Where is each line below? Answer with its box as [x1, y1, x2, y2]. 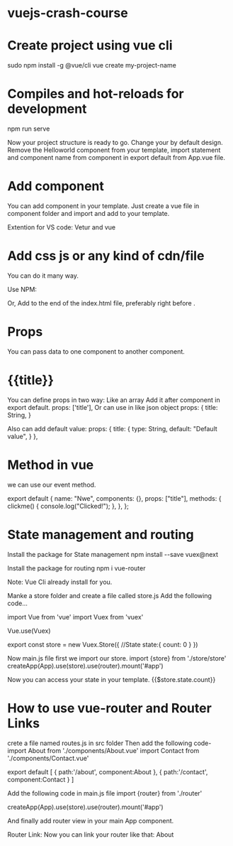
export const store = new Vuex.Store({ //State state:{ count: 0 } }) [7, 640, 198, 649]
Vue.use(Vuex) [7, 627, 51, 635]
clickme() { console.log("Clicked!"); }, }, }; [7, 501, 129, 510]
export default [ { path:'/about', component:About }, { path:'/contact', [7, 767, 208, 776]
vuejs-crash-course [7, 5, 129, 21]
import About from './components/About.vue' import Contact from [7, 746, 200, 754]
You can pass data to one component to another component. [7, 347, 186, 356]
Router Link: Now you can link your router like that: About [7, 830, 174, 839]
